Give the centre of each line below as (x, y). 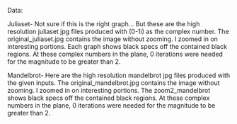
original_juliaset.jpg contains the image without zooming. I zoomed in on (112, 39)
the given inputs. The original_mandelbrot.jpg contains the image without (114, 83)
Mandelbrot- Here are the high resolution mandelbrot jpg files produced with (119, 75)
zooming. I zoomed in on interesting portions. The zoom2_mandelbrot (109, 90)
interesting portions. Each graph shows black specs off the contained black (117, 46)
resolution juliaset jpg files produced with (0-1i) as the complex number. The (118, 32)
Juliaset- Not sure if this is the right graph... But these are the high (104, 24)
